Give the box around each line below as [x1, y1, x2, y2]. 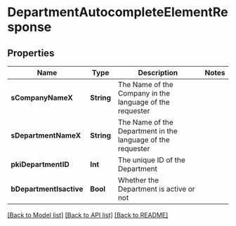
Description [138, 68, 178, 77]
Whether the [117, 175, 159, 185]
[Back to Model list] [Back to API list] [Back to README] [7, 211, 169, 219]
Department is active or [117, 184, 195, 194]
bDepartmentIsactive [11, 184, 84, 194]
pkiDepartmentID [11, 159, 70, 169]
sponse [7, 19, 52, 35]
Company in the [117, 88, 171, 98]
